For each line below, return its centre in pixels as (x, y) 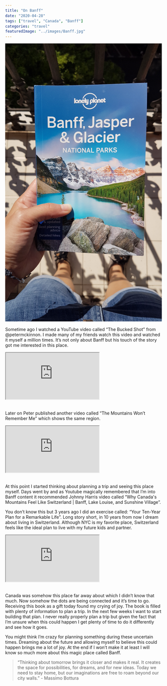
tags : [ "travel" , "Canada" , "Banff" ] (44, 21)
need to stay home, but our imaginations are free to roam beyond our (88, 673)
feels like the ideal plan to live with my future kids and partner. (69, 528)
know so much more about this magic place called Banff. (63, 653)
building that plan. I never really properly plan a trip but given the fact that (81, 617)
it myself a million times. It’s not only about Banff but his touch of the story (81, 340)
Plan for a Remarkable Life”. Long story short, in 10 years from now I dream (82, 517)
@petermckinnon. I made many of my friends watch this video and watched (83, 335)
